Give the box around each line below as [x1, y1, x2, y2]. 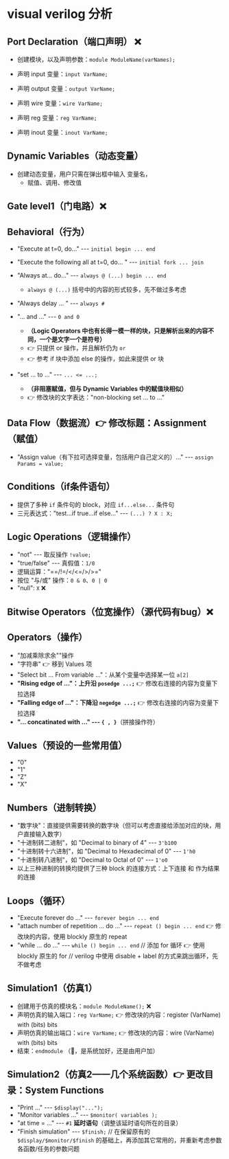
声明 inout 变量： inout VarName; [16, 128, 108, 136]
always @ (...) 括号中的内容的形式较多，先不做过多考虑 [27, 286, 186, 294]
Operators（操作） [7, 631, 88, 643]
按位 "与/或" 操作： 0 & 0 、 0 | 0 [16, 576, 108, 585]
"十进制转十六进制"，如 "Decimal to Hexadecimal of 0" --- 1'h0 [16, 847, 196, 855]
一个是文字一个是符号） [39, 335, 106, 344]
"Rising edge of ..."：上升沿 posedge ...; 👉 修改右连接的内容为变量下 [16, 679, 218, 687]
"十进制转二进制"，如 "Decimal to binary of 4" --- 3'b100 [16, 839, 177, 847]
